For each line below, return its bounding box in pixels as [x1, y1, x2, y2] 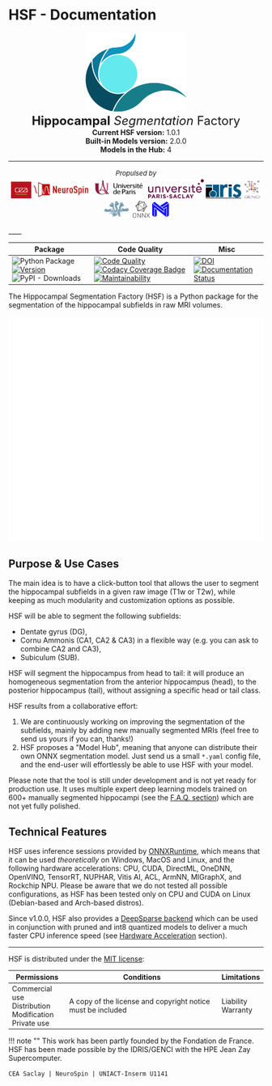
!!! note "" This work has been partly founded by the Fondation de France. [8, 1036, 254, 1046]
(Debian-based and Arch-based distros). [8, 898, 144, 908]
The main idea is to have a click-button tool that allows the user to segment [8, 579, 259, 588]
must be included [69, 1005, 127, 1015]
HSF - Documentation [8, 6, 157, 24]
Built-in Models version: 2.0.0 [85, 136, 187, 146]
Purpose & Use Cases [8, 557, 120, 571]
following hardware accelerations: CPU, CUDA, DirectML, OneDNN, [8, 863, 232, 873]
